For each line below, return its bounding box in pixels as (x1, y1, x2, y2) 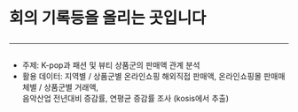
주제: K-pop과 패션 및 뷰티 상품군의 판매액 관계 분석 (21, 60, 200, 71)
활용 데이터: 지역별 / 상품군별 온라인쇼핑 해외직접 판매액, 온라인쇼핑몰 (21, 71, 262, 82)
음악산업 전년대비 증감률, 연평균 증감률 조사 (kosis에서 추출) (21, 93, 229, 104)
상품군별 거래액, (43, 82, 99, 93)
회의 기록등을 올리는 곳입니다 (9, 8, 207, 28)
